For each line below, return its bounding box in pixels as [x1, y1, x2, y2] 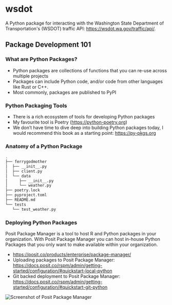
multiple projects [12, 73, 49, 79]
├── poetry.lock [5, 188, 40, 193]
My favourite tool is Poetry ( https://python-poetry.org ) [12, 119, 127, 125]
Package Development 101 [5, 40, 91, 49]
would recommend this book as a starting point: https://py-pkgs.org [12, 130, 157, 136]
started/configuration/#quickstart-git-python [12, 284, 108, 290]
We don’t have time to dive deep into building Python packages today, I [12, 124, 163, 131]
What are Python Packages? [5, 56, 78, 63]
